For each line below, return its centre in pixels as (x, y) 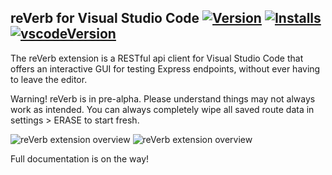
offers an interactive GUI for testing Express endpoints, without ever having (165, 68)
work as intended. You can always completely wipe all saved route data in (162, 109)
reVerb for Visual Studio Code (105, 18)
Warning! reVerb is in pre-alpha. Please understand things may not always (163, 98)
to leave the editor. (49, 79)
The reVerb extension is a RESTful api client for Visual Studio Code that (157, 58)
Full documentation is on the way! (80, 158)
